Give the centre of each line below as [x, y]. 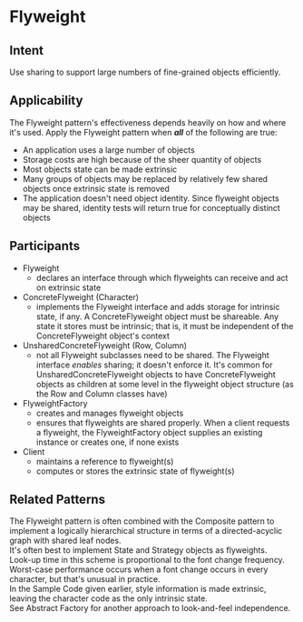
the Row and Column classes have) [102, 394]
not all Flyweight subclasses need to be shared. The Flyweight [152, 355]
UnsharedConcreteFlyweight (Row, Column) [105, 345]
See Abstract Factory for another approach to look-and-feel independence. [150, 608]
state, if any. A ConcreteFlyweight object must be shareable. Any [157, 316]
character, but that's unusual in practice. [85, 579]
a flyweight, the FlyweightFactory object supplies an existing [149, 432]
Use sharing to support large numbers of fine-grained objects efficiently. [145, 72]
